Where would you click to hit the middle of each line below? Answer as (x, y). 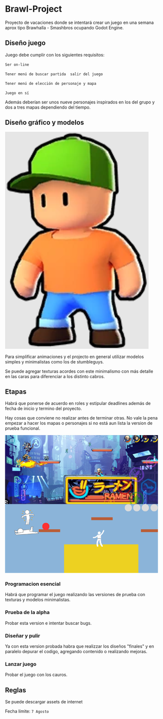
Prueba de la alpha (27, 612)
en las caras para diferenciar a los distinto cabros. (55, 376)
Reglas (16, 690)
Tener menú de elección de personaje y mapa (51, 83)
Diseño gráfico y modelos (44, 123)
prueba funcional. (23, 428)
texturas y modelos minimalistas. (38, 600)
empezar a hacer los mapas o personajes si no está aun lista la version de (79, 423)
